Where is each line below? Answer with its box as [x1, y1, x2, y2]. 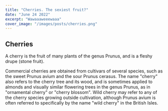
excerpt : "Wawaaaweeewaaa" [5, 16, 62, 21]
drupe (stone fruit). [5, 58, 45, 64]
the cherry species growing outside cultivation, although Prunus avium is [5, 94, 156, 100]
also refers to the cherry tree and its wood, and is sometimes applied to [5, 78, 153, 85]
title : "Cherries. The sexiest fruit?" [5, 7, 89, 12]
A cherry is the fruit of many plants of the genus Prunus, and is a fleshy [5, 53, 153, 59]
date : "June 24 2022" [5, 12, 51, 17]
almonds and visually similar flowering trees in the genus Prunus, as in [5, 84, 150, 90]
